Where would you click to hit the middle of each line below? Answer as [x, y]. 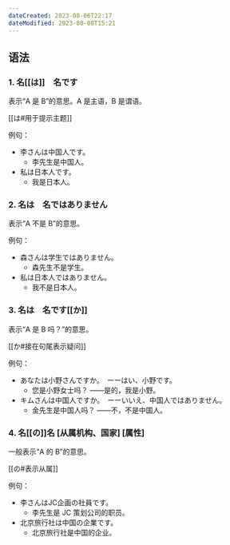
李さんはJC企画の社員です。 [66, 503]
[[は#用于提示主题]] [40, 118]
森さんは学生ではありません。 [69, 257]
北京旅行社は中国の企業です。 [69, 523]
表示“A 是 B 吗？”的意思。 [51, 329]
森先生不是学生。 [60, 268]
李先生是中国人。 [60, 162]
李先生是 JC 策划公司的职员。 [80, 513]
